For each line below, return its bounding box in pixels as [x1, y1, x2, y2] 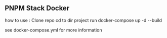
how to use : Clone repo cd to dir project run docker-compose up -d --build [5, 17, 162, 23]
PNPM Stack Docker [5, 4, 70, 12]
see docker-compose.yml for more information [5, 27, 102, 33]
